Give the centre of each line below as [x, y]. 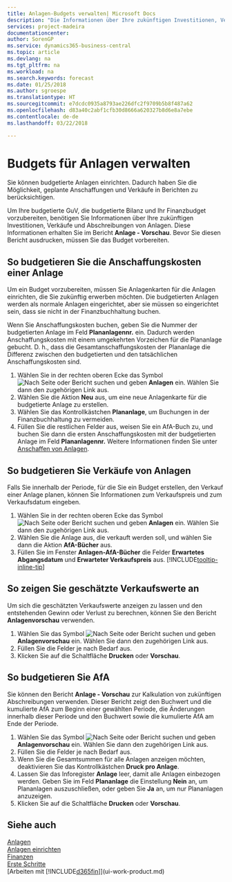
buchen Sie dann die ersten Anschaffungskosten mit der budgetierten [116, 434]
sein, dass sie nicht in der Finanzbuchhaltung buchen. [84, 312]
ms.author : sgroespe [37, 91]
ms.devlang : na [29, 59]
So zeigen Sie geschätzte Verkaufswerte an [103, 589]
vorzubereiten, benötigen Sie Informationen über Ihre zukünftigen [100, 218]
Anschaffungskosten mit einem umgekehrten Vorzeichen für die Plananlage [115, 339]
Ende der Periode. [33, 723]
